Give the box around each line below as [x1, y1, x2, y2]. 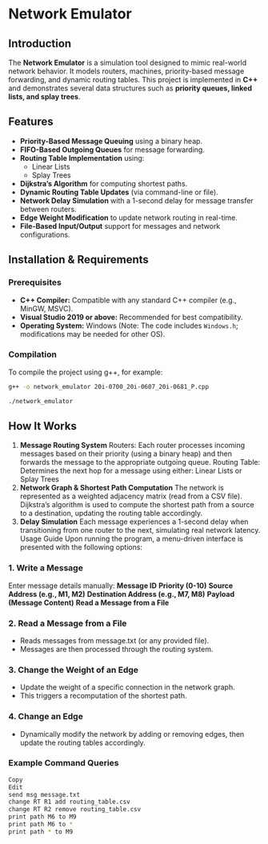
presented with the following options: [19, 542, 142, 552]
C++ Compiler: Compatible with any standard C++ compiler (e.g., [19, 295, 238, 305]
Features [8, 115, 54, 129]
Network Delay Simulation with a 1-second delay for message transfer [19, 195, 254, 205]
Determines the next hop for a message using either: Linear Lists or [19, 466, 242, 476]
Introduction [8, 37, 72, 50]
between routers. [19, 204, 78, 214]
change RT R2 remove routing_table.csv [8, 806, 142, 814]
